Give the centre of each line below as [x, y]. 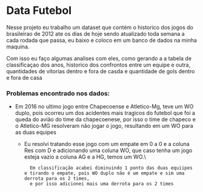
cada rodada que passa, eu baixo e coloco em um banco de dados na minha [101, 40]
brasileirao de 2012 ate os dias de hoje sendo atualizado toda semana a [95, 33]
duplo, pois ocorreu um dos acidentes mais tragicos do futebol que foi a [105, 113]
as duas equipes [35, 132]
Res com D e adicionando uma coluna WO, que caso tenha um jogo [108, 151]
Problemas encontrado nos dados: [58, 93]
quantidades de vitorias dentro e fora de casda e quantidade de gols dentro [101, 71]
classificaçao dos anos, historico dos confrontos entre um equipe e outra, [98, 65]
